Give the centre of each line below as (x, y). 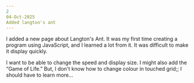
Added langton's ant (31, 22)
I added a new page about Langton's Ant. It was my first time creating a (92, 39)
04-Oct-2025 (20, 17)
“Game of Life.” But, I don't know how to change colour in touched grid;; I (94, 69)
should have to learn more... (40, 75)
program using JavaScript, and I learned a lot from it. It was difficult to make (97, 45)
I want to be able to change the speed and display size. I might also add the (97, 63)
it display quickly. (27, 51)
